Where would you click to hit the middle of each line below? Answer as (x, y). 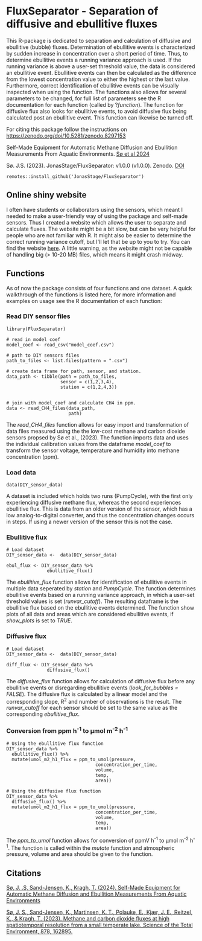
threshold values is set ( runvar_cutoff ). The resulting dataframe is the (93, 601)
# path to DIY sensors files (43, 355)
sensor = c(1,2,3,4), (87, 381)
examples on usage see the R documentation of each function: (84, 301)
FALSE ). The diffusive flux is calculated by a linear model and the (87, 694)
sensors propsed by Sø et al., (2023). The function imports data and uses (97, 437)
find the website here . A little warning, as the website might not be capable (99, 248)
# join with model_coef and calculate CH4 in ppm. (71, 403)
